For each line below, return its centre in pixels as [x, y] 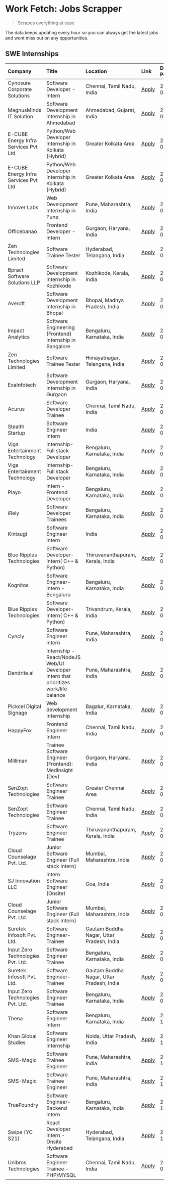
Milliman [18, 761]
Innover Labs [23, 207]
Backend [57, 1108]
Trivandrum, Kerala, [108, 609]
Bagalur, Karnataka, [109, 706]
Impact [16, 330]
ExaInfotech [22, 385]
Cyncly [16, 636]
